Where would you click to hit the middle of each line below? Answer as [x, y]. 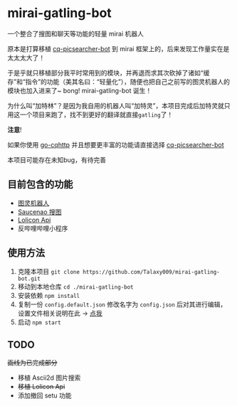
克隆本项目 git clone [49, 271]
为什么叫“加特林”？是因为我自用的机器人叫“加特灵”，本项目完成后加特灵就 [116, 105]
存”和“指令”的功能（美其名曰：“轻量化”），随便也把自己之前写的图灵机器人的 [118, 81]
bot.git [29, 279]
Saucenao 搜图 [39, 212]
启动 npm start [39, 322]
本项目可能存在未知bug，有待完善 [57, 160]
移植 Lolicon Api [41, 387]
